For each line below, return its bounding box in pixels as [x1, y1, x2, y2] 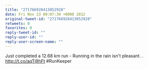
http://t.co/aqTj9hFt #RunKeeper [5, 58, 72, 64]
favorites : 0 [5, 26, 32, 31]
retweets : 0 [5, 21, 30, 26]
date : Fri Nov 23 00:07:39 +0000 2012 [5, 12, 85, 17]
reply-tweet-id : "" [5, 30, 46, 35]
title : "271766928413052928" [5, 7, 66, 12]
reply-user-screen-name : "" [5, 39, 64, 44]
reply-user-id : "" [5, 35, 43, 40]
